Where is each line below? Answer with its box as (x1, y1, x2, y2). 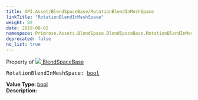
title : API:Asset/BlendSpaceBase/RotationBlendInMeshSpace (6, 8, 154, 15)
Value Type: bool (6, 81, 48, 88)
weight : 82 (6, 19, 33, 25)
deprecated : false (6, 36, 51, 42)
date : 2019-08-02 (6, 25, 49, 31)
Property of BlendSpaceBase (6, 58, 84, 65)
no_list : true (6, 42, 41, 48)
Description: (6, 86, 37, 94)
